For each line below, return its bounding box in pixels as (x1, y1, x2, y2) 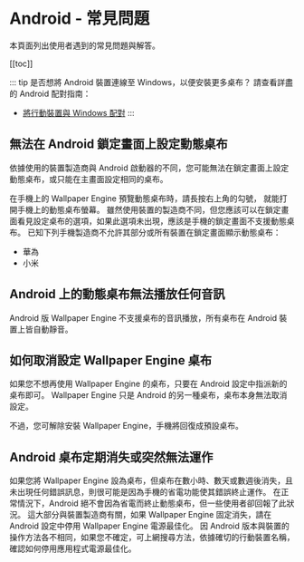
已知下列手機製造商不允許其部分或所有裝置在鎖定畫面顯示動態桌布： (26, 227, 281, 237)
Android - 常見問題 (9, 8, 150, 29)
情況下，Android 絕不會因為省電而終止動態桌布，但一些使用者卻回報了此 (16, 498, 287, 509)
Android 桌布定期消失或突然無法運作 (9, 450, 214, 465)
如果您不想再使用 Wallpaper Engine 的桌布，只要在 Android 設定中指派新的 (9, 378, 288, 390)
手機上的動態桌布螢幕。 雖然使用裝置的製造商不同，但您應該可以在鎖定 (16, 204, 281, 215)
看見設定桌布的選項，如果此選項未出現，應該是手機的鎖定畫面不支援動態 (16, 215, 287, 227)
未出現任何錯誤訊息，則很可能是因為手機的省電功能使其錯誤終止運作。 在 (9, 487, 281, 498)
